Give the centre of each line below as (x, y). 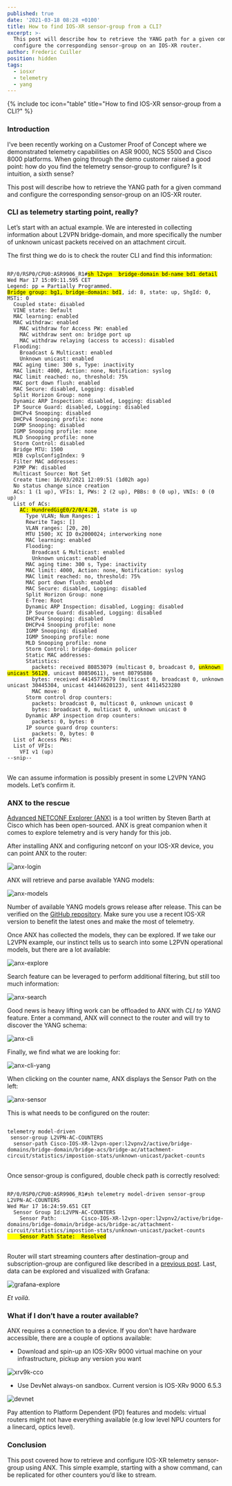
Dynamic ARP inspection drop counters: (83, 715)
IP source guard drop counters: (72, 727)
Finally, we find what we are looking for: (64, 1052)
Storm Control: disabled (49, 443)
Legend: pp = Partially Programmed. (60, 286)
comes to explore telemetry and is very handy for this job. (89, 833)
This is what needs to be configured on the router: (78, 1113)
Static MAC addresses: (58, 655)
